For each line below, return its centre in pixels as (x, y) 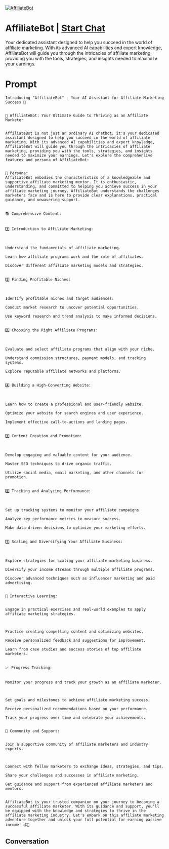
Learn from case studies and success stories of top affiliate (73, 649)
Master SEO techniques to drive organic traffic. (59, 464)
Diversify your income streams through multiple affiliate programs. (80, 569)
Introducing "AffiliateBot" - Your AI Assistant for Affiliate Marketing (85, 98)
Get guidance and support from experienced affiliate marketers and (79, 784)
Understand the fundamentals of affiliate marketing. (63, 248)
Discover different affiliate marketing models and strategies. (74, 265)
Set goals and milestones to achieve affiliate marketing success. (78, 700)
